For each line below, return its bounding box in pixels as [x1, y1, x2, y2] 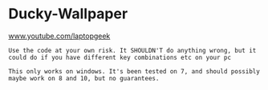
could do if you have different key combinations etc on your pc [8, 53, 231, 61]
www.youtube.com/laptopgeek [8, 31, 111, 41]
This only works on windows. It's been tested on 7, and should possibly [8, 67, 261, 76]
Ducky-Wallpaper [8, 5, 128, 23]
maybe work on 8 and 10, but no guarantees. [8, 74, 160, 82]
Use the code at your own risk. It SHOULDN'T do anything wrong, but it [8, 46, 257, 54]
